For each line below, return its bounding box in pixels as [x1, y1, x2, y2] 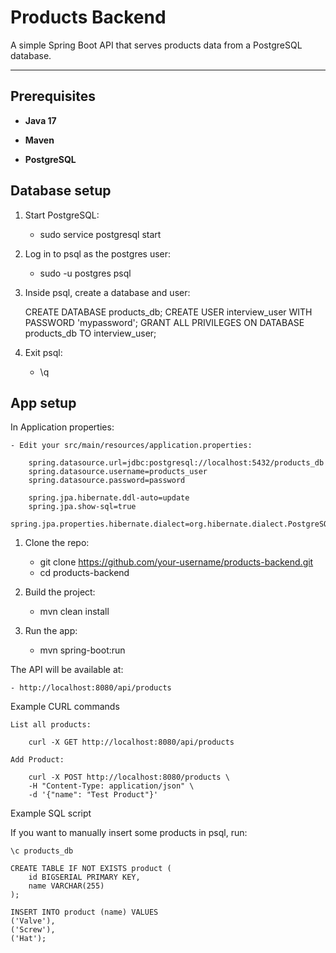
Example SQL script [10, 807, 92, 820]
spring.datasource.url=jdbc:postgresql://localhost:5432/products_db [28, 458, 325, 468]
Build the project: [24, 586, 96, 598]
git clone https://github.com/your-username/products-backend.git [39, 556, 314, 568]
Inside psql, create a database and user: [24, 286, 191, 298]
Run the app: [24, 625, 78, 637]
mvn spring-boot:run [39, 644, 126, 656]
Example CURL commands [10, 701, 120, 713]
